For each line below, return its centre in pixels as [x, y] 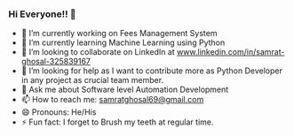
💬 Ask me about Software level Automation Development [125, 90]
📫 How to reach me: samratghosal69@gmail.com [112, 100]
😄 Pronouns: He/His [59, 112]
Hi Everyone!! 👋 [42, 14]
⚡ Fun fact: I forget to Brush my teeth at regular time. [117, 122]
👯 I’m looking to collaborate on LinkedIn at [98, 52]
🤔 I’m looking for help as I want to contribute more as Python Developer [152, 71]
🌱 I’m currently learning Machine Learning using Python [123, 42]
